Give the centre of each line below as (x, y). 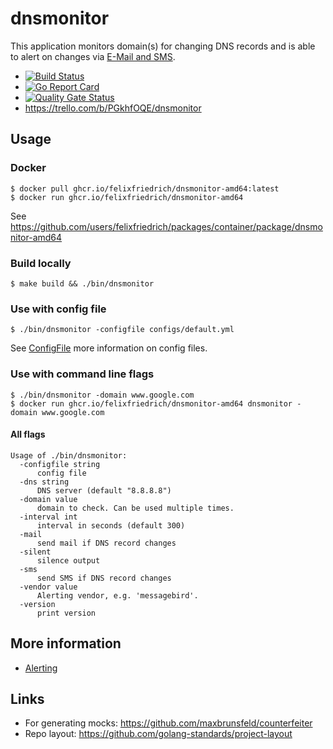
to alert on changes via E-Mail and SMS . (93, 56)
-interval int (48, 517)
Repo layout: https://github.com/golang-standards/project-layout (158, 734)
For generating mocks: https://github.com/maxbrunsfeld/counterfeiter (168, 723)
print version (66, 613)
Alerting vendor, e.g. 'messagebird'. (117, 595)
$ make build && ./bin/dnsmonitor (82, 283)
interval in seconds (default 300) (111, 525)
